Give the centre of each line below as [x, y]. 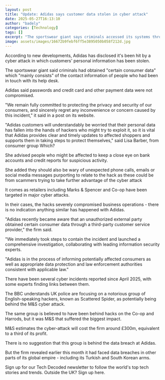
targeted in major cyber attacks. [37, 195]
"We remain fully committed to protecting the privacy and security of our [79, 105]
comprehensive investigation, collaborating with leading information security [82, 244]
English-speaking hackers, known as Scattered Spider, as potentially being [81, 299]
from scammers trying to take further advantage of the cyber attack [74, 180]
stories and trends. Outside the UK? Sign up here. [55, 372]
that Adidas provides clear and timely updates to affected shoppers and [78, 135]
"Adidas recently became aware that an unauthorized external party [74, 219]
